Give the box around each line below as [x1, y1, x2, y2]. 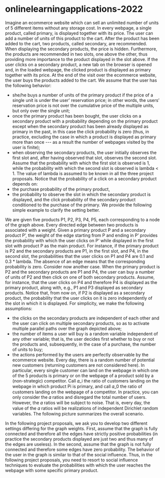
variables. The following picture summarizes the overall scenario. [12, 411, 144, 416]
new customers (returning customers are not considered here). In [12, 362, 145, 368]
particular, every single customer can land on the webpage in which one [12, 367, 159, 373]
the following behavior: [5, 82, 52, 88]
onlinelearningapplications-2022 [5, 3, 143, 15]
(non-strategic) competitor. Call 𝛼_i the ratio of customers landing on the [12, 378, 159, 383]
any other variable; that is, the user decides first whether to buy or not [12, 336, 155, 342]
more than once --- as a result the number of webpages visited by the [12, 139, 154, 145]
